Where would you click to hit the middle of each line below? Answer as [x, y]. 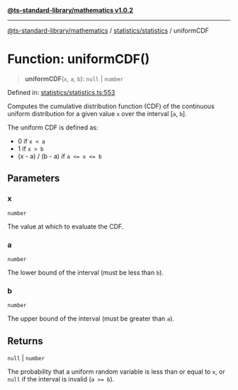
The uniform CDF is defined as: [53, 127]
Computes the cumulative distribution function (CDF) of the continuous [111, 106]
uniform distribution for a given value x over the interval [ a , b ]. [97, 113]
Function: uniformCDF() [79, 59]
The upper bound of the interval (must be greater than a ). [91, 319]
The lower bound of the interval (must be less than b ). [86, 273]
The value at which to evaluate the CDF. [66, 226]
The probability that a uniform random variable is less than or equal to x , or [116, 372]
